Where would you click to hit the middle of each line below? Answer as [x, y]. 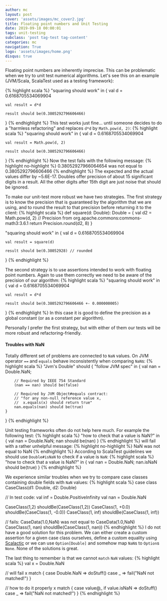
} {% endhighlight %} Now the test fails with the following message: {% [79, 161]
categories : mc [21, 42]
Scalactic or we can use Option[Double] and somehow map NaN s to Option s [82, 543]
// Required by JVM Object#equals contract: [61, 394]
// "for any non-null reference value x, [58, 398]
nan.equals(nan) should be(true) [49, 407]
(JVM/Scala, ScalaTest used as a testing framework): [60, 81]
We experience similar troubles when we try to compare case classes [77, 477]
